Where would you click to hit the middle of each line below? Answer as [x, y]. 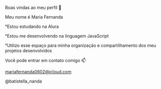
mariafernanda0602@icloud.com [38, 72]
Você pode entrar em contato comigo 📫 [46, 60]
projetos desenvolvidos [29, 51]
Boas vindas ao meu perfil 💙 [33, 8]
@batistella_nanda [24, 81]
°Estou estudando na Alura [32, 26]
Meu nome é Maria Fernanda [34, 17]
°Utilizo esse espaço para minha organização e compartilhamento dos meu [80, 45]
